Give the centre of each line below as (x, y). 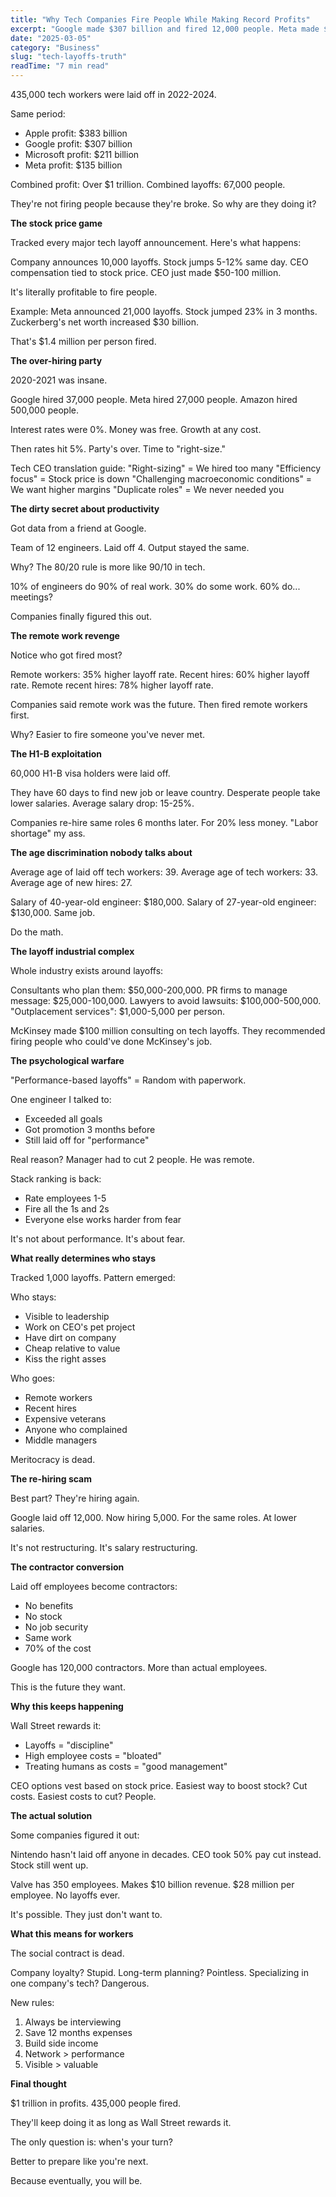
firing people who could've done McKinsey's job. (111, 1041)
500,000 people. (45, 410)
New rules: (32, 2002)
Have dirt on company (70, 1337)
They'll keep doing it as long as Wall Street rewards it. (121, 2122)
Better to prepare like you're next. (79, 2161)
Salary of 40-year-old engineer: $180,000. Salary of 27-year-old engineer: (163, 902)
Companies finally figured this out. (81, 616)
